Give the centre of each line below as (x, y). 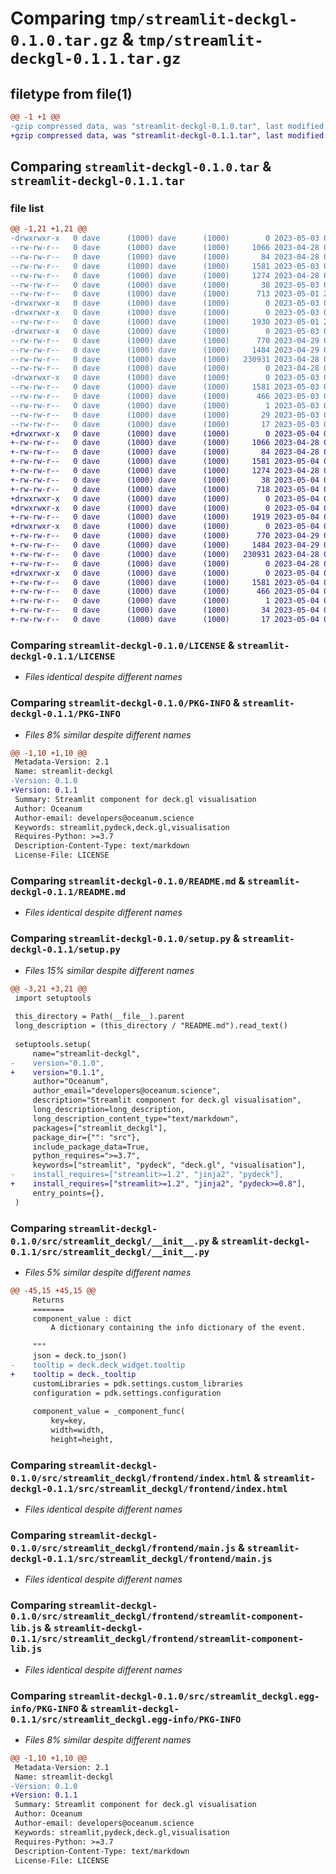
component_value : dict (82, 1318)
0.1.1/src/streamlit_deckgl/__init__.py (110, 1251)
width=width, (77, 1430)
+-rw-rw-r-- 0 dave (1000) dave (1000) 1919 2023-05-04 (165, 517)
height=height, (82, 1439)
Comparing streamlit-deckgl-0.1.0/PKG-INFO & (125, 703)
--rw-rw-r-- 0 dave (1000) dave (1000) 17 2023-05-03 (165, 424)
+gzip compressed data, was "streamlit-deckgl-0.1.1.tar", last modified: (169, 135)
